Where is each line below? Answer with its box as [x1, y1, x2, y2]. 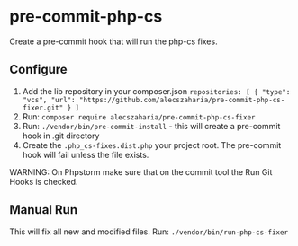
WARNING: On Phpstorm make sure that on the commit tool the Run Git [9, 166, 273, 177]
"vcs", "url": [22, 95, 76, 104]
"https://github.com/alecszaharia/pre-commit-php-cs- [79, 95, 285, 104]
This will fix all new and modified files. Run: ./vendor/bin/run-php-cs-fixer [9, 226, 289, 237]
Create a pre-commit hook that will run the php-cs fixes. [9, 36, 218, 47]
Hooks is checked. [9, 176, 78, 187]
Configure [9, 62, 68, 77]
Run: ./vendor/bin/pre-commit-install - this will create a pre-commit [22, 120, 281, 131]
